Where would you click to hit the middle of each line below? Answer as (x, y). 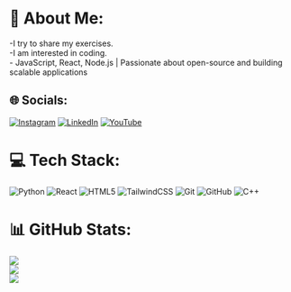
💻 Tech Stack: (65, 160)
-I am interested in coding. (59, 52)
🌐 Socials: (39, 100)
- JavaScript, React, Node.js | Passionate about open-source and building (146, 62)
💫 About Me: (57, 18)
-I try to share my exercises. (62, 43)
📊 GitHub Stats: (71, 229)
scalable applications (49, 72)
